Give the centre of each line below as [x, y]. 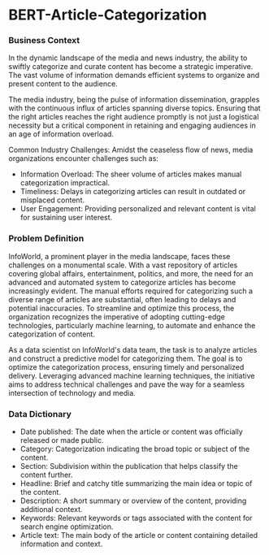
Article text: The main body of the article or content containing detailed [139, 535]
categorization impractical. [65, 183]
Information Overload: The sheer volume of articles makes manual [131, 174]
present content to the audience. [63, 84]
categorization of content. [52, 334]
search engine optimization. [67, 527]
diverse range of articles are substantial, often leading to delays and [122, 299]
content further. [46, 475]
